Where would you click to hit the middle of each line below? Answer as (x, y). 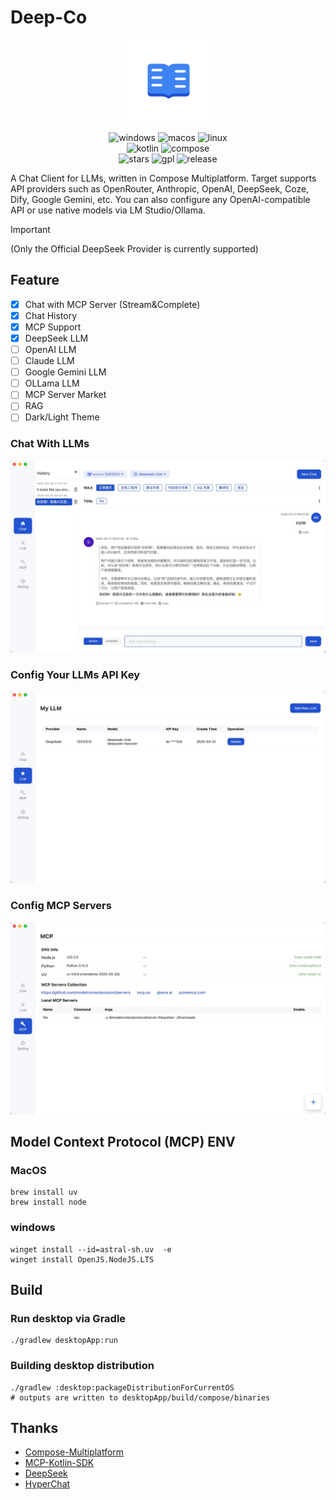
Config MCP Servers (61, 906)
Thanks (34, 1428)
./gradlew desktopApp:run (64, 1341)
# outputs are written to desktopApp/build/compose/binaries (140, 1397)
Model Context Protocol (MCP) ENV (123, 1142)
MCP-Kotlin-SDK (59, 1463)
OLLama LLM (52, 383)
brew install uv (44, 1192)
